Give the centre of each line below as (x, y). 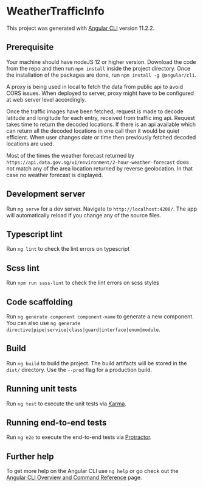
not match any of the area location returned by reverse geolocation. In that (100, 168)
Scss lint (23, 268)
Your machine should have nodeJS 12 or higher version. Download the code (101, 61)
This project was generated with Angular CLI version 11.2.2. (81, 28)
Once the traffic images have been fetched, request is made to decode (95, 111)
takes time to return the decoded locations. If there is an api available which (101, 124)
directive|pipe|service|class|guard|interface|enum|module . (83, 329)
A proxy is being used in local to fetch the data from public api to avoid (95, 86)
